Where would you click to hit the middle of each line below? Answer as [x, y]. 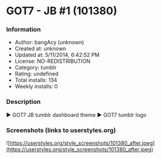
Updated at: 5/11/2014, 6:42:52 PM [57, 55]
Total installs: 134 [36, 80]
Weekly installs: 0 [36, 87]
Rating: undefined [37, 74]
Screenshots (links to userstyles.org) [61, 130]
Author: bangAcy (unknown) [49, 42]
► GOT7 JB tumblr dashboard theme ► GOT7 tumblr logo [76, 115]
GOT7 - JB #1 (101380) [62, 11]
